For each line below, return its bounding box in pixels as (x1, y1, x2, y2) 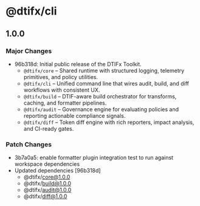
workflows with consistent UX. (23, 86, 100, 94)
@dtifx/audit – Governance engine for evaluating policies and (23, 105, 179, 113)
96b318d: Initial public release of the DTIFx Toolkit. (14, 60, 142, 67)
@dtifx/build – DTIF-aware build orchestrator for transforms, (23, 92, 177, 100)
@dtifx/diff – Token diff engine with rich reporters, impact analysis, (23, 118, 195, 126)
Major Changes (5, 47, 52, 55)
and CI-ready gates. (23, 125, 74, 132)
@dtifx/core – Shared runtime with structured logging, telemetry (23, 67, 185, 74)
